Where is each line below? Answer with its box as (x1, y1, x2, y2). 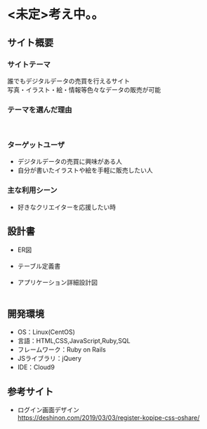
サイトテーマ (7, 59, 51, 69)
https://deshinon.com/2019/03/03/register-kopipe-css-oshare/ (17, 414, 200, 422)
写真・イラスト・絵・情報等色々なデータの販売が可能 (7, 85, 161, 94)
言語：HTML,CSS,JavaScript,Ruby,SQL (17, 337, 131, 345)
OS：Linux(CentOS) (17, 328, 76, 336)
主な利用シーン (7, 186, 58, 196)
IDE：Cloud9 (17, 363, 55, 371)
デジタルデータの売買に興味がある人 (17, 158, 123, 166)
